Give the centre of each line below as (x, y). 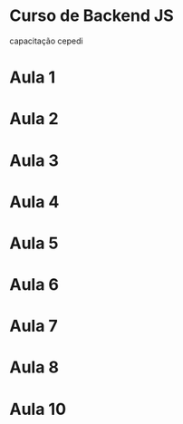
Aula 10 (38, 409)
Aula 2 (34, 119)
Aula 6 (34, 285)
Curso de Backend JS (91, 16)
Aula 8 (34, 367)
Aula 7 (34, 326)
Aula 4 (34, 202)
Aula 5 (34, 243)
